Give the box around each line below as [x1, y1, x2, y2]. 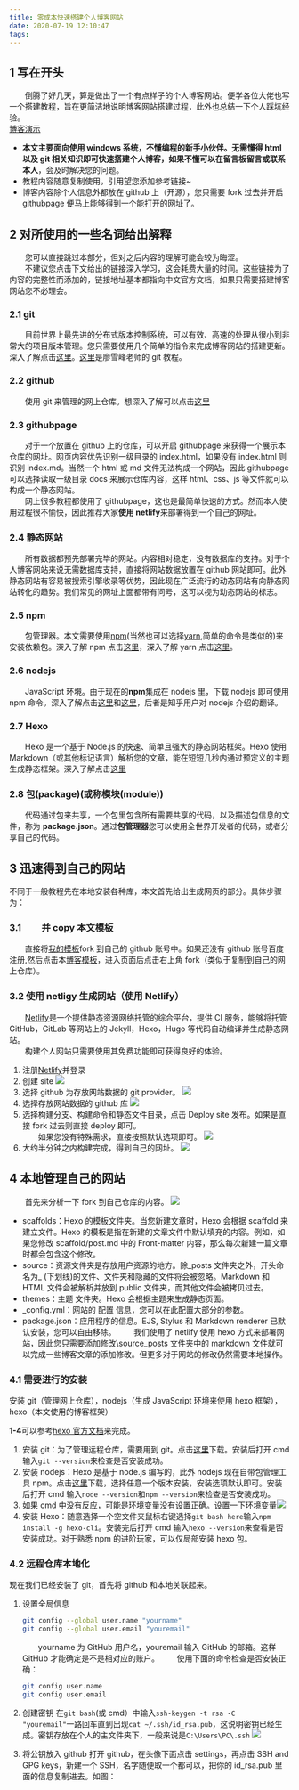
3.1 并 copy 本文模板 [9, 922, 114, 934]
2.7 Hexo [9, 720, 49, 732]
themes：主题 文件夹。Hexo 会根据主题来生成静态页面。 [21, 1293, 230, 1304]
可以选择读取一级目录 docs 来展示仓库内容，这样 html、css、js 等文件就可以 [9, 473, 289, 484]
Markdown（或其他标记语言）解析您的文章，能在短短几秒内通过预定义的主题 [9, 753, 290, 763]
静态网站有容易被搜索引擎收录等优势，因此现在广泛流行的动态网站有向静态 [9, 575, 282, 586]
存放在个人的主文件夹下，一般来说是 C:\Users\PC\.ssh [53, 1729, 251, 1740]
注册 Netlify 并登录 [21, 1064, 86, 1075]
